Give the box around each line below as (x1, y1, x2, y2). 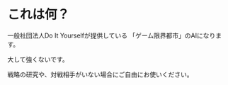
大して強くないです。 (7, 55, 69, 64)
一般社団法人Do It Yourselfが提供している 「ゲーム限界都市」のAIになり (7, 31, 216, 40)
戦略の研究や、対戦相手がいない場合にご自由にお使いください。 (7, 70, 193, 79)
